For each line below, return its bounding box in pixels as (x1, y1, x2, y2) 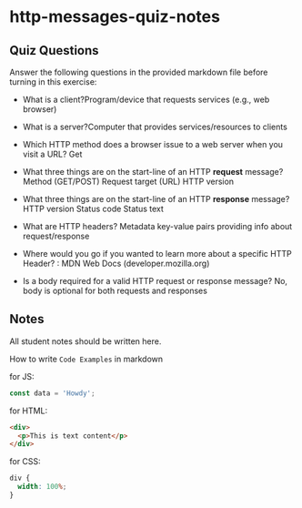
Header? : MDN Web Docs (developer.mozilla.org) (22, 258, 210, 269)
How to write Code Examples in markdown (9, 353, 164, 364)
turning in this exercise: (9, 76, 97, 87)
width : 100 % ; (17, 483, 67, 492)
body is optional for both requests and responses (22, 285, 207, 296)
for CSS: (9, 456, 41, 467)
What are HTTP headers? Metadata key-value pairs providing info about (22, 221, 293, 231)
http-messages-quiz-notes (9, 6, 221, 27)
